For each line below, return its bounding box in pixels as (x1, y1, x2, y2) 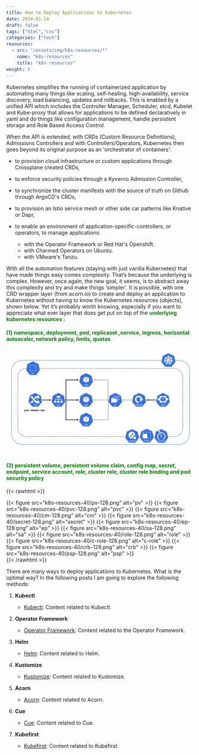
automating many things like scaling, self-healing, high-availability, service (6, 90, 189, 97)
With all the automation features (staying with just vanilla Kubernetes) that (6, 264, 188, 272)
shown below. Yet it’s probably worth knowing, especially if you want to (6, 303, 182, 310)
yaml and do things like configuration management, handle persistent (6, 115, 176, 122)
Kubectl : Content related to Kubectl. (23, 603, 112, 611)
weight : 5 (6, 66, 31, 72)
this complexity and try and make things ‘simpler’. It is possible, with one (6, 283, 184, 291)
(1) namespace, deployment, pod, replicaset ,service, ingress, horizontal (6, 329, 189, 337)
